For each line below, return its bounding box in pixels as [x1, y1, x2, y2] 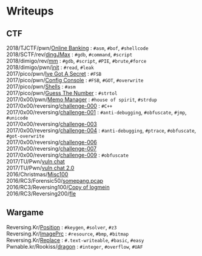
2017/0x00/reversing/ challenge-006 [6, 139, 97, 146]
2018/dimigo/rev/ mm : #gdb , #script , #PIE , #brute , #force [6, 57, 147, 64]
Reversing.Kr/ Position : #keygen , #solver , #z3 [6, 223, 117, 231]
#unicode [6, 115, 29, 121]
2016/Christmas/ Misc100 [6, 171, 69, 178]
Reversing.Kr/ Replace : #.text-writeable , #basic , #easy [6, 236, 144, 243]
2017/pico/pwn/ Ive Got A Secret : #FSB [6, 70, 102, 77]
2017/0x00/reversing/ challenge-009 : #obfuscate [6, 151, 129, 159]
